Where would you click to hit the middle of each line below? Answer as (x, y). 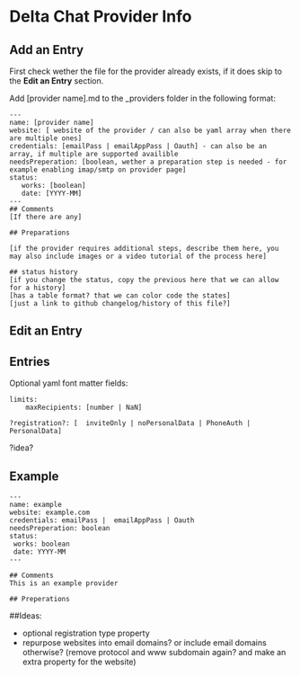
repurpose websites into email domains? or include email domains (144, 643)
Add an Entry (46, 50)
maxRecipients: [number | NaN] (84, 408)
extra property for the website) (79, 662)
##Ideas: (26, 616)
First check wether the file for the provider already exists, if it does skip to (146, 71)
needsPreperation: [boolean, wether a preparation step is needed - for (148, 162)
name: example (36, 505)
